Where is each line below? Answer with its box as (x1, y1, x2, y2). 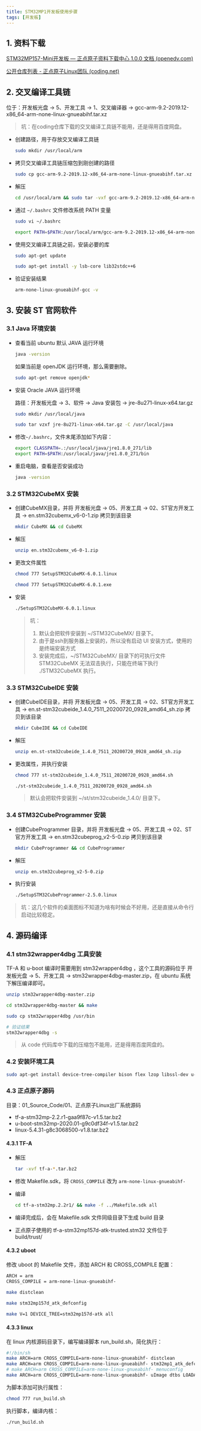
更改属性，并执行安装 (14, 760, 68, 767)
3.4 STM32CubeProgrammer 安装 (6, 811, 106, 819)
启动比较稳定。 (20, 911, 58, 918)
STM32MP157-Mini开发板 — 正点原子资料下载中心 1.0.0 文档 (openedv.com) (6, 55, 193, 62)
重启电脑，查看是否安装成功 (14, 462, 84, 470)
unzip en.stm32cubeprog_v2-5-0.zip (14, 869, 104, 875)
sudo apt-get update (14, 253, 66, 259)
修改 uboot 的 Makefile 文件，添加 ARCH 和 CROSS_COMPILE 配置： (6, 1261, 175, 1268)
